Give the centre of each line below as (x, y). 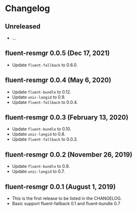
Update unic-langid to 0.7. (38, 171)
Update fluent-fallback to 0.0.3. (45, 139)
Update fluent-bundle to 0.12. (41, 92)
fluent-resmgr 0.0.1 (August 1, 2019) (60, 187)
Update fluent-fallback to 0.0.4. (45, 102)
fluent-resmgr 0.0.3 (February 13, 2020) (67, 118)
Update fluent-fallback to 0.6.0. (45, 65)
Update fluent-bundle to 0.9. (41, 166)
